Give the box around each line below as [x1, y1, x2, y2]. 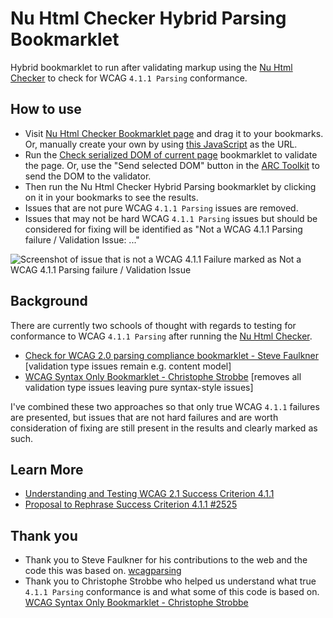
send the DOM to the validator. [24, 170, 152, 182]
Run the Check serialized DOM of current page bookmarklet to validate [24, 148, 318, 161]
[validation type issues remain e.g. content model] [24, 360, 232, 372]
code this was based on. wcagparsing [24, 565, 182, 577]
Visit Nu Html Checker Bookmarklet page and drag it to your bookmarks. [24, 127, 324, 139]
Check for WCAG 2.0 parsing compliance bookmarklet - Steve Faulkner [24, 349, 320, 361]
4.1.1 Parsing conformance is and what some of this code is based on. [24, 586, 320, 598]
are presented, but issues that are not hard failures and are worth [10, 411, 279, 423]
